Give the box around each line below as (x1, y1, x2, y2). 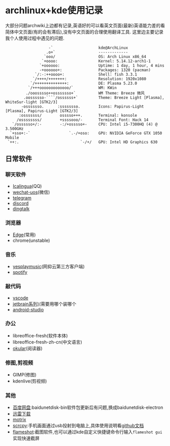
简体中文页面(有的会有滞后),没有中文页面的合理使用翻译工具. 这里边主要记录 (5, 28, 164, 35)
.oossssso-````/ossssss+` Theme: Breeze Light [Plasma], (23, 95, 165, 100)
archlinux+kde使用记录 (5, 5, 103, 16)
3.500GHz (5, 126, 24, 131)
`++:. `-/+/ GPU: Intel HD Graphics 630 (7, 139, 158, 145)
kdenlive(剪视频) (12, 378, 47, 384)
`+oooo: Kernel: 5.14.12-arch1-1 (41, 58, 151, 63)
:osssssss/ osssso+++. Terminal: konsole (18, 113, 138, 118)
